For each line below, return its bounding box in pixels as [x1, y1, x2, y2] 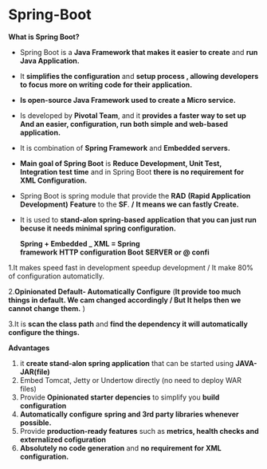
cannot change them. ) [8, 303, 85, 313]
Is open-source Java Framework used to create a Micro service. [19, 95, 237, 104]
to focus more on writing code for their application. [19, 80, 193, 89]
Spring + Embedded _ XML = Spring [19, 238, 141, 248]
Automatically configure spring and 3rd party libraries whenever [19, 409, 239, 419]
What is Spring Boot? [8, 32, 80, 41]
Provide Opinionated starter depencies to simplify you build [19, 392, 220, 402]
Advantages [8, 343, 50, 353]
